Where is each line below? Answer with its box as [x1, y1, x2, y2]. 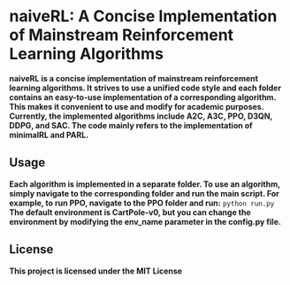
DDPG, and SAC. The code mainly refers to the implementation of [9, 119, 254, 130]
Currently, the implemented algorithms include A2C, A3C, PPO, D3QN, [9, 111, 273, 121]
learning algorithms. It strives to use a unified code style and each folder [9, 82, 281, 93]
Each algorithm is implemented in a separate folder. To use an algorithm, [9, 179, 280, 189]
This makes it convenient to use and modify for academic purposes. [9, 101, 264, 112]
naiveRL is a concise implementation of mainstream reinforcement [9, 73, 259, 83]
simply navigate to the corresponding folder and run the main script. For [9, 188, 280, 198]
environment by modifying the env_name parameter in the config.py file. [9, 216, 281, 227]
